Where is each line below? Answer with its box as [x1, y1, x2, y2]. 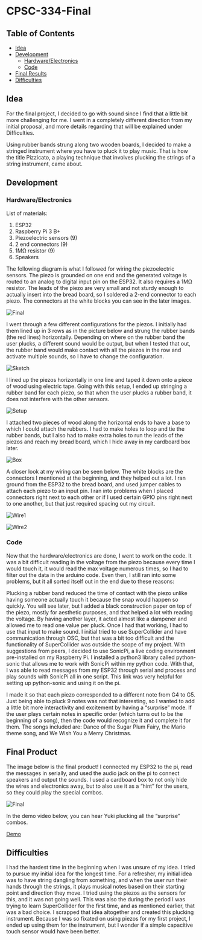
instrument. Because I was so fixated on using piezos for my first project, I [6, 915, 191, 922]
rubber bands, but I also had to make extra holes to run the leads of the [6, 431, 183, 439]
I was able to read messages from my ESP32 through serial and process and [6, 666, 197, 674]
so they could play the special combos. [6, 788, 104, 796]
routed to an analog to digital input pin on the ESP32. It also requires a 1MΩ [6, 278, 193, 285]
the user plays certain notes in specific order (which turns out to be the [6, 710, 183, 717]
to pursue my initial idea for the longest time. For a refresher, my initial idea [6, 870, 192, 877]
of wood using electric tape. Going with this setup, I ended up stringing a [6, 382, 188, 390]
